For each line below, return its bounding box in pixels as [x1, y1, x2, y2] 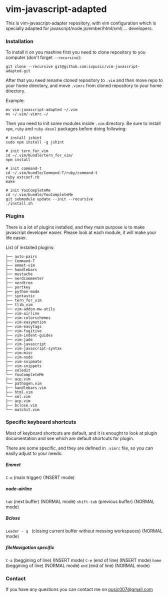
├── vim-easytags [5, 324, 42, 329]
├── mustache [5, 271, 33, 276]
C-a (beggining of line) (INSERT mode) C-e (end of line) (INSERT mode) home [5, 557, 161, 563]
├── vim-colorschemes [5, 315, 51, 320]
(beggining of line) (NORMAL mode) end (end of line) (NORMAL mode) [5, 562, 150, 568]
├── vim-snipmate [5, 359, 42, 364]
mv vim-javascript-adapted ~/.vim [5, 107, 78, 112]
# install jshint [5, 135, 42, 140]
